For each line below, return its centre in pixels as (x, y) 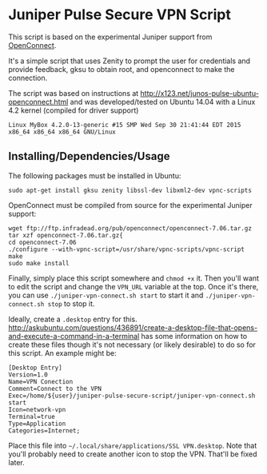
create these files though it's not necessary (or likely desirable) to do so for (132, 345)
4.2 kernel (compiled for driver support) (74, 110)
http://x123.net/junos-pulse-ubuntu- (200, 93)
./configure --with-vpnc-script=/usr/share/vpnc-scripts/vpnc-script (127, 249)
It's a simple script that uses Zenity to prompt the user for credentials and (129, 61)
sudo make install (39, 263)
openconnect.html (38, 102)
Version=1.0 (28, 374)
